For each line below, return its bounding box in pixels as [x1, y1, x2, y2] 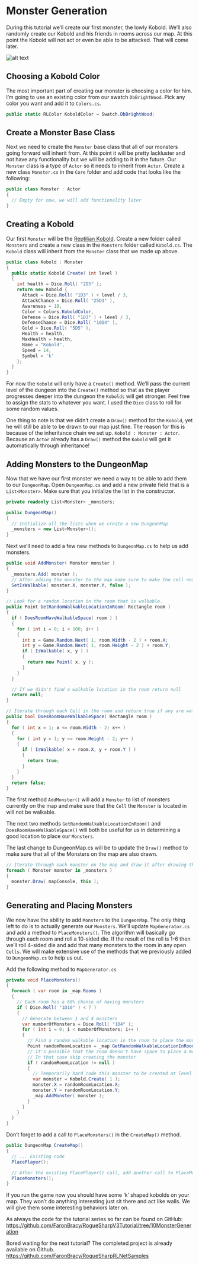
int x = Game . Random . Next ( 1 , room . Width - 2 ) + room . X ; [21, 637, 168, 643]
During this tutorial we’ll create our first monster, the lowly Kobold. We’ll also [6, 24, 192, 31]
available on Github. [6, 1246, 55, 1253]
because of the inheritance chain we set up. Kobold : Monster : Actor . [6, 429, 180, 436]
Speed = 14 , [21, 347, 52, 353]
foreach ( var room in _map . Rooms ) [11, 988, 102, 994]
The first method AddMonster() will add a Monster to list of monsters [6, 796, 171, 803]
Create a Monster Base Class [6, 128, 115, 138]
